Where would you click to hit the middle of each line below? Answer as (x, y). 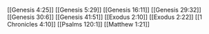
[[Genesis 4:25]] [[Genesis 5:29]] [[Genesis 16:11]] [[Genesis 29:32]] (104, 10)
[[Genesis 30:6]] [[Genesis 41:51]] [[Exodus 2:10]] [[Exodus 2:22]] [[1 (104, 17)
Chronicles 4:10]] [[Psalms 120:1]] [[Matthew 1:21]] (79, 24)
